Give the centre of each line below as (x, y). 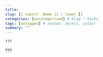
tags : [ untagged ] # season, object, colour (51, 23)
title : (12, 10)
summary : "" (17, 28)
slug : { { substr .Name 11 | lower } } (44, 14)
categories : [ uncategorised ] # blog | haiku (52, 19)
